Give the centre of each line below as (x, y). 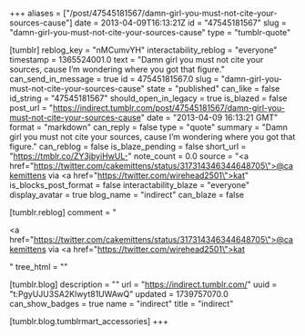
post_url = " (31, 108)
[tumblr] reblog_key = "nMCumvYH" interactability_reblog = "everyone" (143, 50)
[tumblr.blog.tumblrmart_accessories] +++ (89, 321)
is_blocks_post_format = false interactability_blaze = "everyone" (130, 185)
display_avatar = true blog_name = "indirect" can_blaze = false (127, 195)
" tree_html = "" (39, 267)
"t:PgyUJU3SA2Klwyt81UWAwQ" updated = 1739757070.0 (119, 294)
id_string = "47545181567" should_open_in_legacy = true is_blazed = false (148, 98)
